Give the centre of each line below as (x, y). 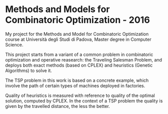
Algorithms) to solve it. (29, 70)
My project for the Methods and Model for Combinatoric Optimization (77, 34)
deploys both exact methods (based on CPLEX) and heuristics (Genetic (79, 65)
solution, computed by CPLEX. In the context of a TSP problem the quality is (84, 101)
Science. (14, 44)
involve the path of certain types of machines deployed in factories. (75, 85)
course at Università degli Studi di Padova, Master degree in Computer (78, 39)
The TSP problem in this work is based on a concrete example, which (77, 80)
